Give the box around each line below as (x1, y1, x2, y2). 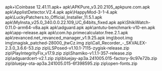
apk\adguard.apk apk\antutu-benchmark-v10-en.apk (49, 25, 155, 30)
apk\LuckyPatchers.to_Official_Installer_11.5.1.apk (5, 14, 103, 20)
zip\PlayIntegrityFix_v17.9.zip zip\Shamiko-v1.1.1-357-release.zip (5, 50, 132, 56)
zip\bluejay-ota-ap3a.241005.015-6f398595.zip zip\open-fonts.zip (5, 60, 138, 66)
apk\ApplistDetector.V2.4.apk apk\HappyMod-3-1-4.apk (5, 9, 118, 15)
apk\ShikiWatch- (117, 19, 151, 25)
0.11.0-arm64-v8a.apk (5, 25, 49, 30)
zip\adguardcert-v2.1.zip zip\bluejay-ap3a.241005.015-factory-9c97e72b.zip (5, 56, 158, 61)
